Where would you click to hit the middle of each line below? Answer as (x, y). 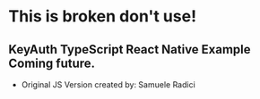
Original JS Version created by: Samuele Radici (108, 85)
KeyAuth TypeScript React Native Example (130, 49)
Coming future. (52, 63)
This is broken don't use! (103, 16)
